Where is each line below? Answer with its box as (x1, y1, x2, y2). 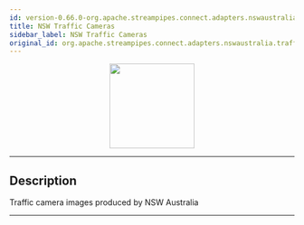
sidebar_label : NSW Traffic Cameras (9, 30, 147, 39)
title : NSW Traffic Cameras (9, 22, 116, 31)
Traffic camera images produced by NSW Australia (9, 197, 199, 208)
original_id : (9, 38, 59, 48)
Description (9, 173, 77, 188)
